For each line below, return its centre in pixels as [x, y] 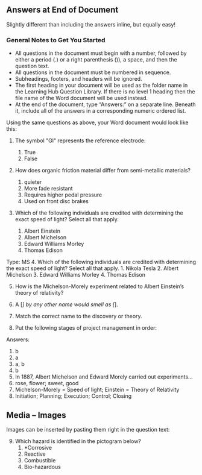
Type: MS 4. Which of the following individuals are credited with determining [101, 262]
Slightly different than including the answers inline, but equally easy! [91, 24]
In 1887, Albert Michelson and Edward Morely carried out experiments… [104, 377]
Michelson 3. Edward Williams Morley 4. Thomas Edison [76, 275]
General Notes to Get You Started [56, 40]
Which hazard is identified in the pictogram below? [78, 441]
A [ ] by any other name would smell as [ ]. [67, 304]
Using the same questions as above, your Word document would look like [97, 122]
